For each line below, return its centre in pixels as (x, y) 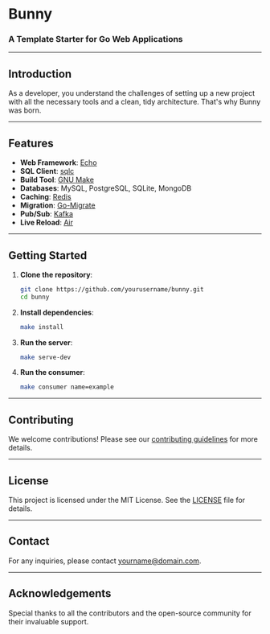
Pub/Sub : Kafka (47, 214)
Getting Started (48, 255)
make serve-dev (45, 357)
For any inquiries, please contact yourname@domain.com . (105, 561)
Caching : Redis (45, 197)
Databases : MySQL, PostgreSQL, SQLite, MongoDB (106, 188)
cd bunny (35, 297)
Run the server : (46, 342)
